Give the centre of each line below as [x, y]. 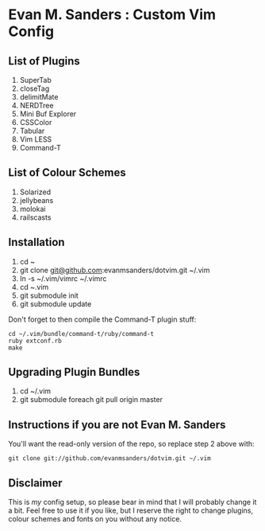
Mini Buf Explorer [48, 114]
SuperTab [35, 80]
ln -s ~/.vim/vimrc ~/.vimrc [63, 278]
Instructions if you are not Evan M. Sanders [117, 425]
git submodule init [49, 295]
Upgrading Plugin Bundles [74, 372]
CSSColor [36, 122]
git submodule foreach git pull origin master [91, 400]
